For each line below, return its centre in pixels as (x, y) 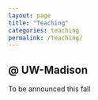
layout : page (30, 15)
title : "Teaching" (38, 23)
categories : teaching (44, 30)
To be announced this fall (49, 89)
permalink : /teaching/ (45, 38)
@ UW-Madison (48, 69)
